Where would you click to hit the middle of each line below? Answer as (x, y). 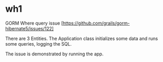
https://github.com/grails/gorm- (97, 23)
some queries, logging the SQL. (39, 44)
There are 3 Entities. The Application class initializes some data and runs (82, 38)
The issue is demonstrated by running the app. (54, 54)
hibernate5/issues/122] (29, 28)
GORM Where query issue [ (34, 23)
